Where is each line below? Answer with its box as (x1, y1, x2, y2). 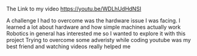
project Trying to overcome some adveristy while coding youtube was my (6, 37, 191, 43)
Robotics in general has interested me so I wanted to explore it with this (6, 30, 186, 37)
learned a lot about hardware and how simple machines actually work (6, 24, 181, 30)
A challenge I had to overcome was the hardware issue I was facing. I (6, 17, 181, 24)
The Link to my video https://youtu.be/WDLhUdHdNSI (6, 5, 141, 12)
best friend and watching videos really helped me (6, 43, 131, 50)
